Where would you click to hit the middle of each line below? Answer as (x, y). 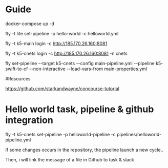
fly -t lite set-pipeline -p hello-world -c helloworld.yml (62, 33)
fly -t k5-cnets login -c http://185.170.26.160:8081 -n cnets (67, 53)
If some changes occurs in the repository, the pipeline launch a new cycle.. (84, 150)
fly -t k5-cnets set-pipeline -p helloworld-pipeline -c (61, 134)
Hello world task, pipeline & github (80, 109)
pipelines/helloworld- (139, 134)
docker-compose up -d (30, 24)
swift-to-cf (17, 69)
